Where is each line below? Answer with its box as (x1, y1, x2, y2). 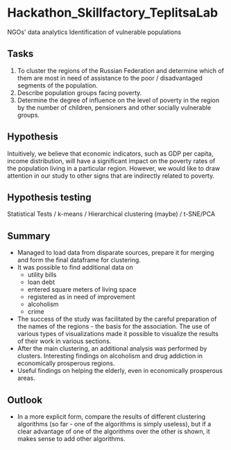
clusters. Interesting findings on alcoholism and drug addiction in (17, 352, 203, 360)
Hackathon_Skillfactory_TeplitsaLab (7, 5, 219, 21)
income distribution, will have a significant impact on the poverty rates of (7, 156, 216, 165)
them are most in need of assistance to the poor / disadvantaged (17, 74, 203, 82)
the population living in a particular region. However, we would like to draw (7, 164, 221, 172)
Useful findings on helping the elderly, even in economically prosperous (17, 367, 223, 375)
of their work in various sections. (17, 337, 112, 345)
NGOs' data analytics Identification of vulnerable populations (7, 28, 182, 36)
